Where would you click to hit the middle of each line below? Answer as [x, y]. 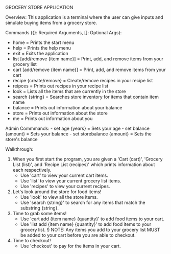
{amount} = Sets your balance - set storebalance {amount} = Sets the [79, 134]
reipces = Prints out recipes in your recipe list [60, 86]
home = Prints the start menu [43, 42]
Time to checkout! [32, 240]
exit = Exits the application [40, 53]
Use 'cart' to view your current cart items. [64, 175]
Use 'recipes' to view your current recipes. [65, 186]
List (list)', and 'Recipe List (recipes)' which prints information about [84, 165]
